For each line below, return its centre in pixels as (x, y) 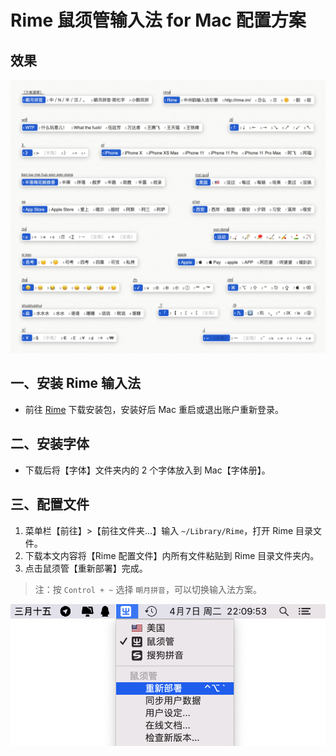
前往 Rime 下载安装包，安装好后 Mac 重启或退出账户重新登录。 (154, 409)
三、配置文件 (50, 504)
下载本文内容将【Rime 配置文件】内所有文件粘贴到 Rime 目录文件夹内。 (172, 555)
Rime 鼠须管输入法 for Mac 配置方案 (158, 20)
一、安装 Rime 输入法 (76, 383)
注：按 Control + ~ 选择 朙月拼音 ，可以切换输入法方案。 (148, 589)
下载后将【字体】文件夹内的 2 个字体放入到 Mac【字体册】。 (147, 470)
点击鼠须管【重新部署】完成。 (86, 568)
